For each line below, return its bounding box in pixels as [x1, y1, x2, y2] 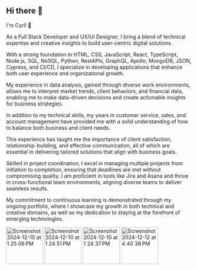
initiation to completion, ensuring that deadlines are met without [6, 166, 161, 173]
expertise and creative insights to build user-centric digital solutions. [6, 39, 173, 46]
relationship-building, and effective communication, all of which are [6, 142, 170, 149]
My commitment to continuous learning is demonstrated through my [6, 196, 172, 203]
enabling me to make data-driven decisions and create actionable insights [6, 94, 186, 101]
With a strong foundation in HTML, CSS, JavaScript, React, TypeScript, [6, 51, 178, 58]
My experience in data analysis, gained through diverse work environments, [6, 81, 191, 88]
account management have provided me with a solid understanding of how [6, 118, 189, 125]
